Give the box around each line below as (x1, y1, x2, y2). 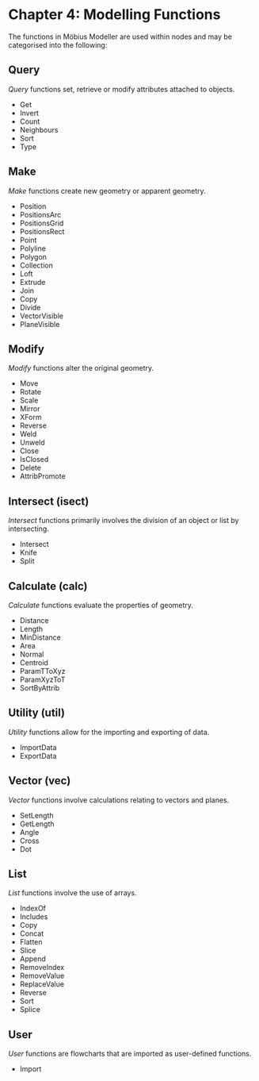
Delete (19, 463, 42, 473)
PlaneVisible (19, 319, 60, 329)
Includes (19, 912, 48, 921)
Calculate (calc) (8, 579, 88, 593)
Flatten (19, 937, 43, 947)
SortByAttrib (19, 683, 60, 692)
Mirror (19, 404, 41, 414)
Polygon (19, 252, 48, 261)
